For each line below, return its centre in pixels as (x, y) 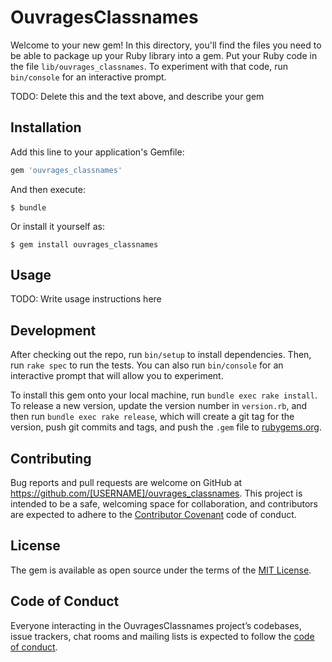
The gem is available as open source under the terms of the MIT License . (161, 570)
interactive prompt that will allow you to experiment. (117, 376)
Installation (46, 127)
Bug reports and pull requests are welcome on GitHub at (126, 483)
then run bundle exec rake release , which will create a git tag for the (152, 417)
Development (53, 330)
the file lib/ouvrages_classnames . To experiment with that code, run (149, 66)
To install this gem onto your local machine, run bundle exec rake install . (164, 395)
